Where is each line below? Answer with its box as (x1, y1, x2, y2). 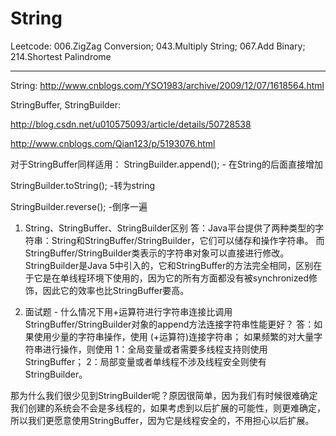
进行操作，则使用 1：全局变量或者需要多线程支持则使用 (42, 343, 268, 355)
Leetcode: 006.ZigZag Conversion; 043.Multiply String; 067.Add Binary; (10, 40, 306, 52)
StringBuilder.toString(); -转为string (10, 179, 156, 191)
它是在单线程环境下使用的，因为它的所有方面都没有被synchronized (33, 272, 309, 284)
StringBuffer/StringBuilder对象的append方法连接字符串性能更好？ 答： (24, 318, 315, 330)
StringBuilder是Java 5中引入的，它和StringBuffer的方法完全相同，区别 (24, 259, 314, 271)
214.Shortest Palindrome (10, 50, 112, 62)
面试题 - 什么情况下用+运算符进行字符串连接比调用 (24, 305, 233, 317)
